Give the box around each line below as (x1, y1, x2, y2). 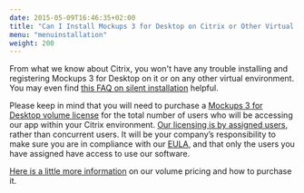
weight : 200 (9, 38, 54, 48)
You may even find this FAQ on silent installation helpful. (9, 82, 220, 93)
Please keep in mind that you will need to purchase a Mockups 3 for (9, 101, 263, 111)
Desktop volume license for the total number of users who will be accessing (9, 110, 293, 121)
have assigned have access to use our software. (9, 149, 191, 159)
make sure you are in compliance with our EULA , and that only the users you (9, 139, 295, 150)
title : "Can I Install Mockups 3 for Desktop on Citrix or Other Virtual (9, 22, 295, 31)
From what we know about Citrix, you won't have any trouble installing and (9, 63, 289, 74)
